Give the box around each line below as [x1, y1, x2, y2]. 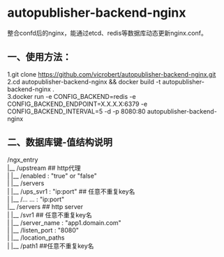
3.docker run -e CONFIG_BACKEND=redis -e [7, 92, 136, 100]
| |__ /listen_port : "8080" [7, 226, 79, 234]
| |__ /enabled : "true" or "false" [7, 171, 98, 180]
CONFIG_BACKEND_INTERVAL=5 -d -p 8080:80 [7, 107, 146, 116]
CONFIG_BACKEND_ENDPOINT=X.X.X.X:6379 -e [7, 100, 148, 108]
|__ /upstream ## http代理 [7, 164, 82, 172]
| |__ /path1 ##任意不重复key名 [7, 242, 94, 250]
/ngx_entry [7, 155, 38, 164]
